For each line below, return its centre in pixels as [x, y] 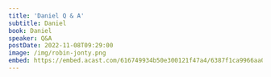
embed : [19, 61]
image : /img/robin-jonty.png [57, 53]
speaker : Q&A [30, 38]
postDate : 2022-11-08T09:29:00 [61, 46]
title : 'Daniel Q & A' [46, 16]
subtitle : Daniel [38, 23]
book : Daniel [30, 30]
